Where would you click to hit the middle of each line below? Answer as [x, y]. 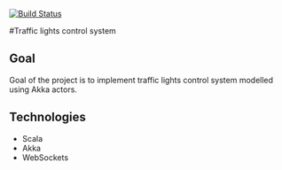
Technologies [48, 117]
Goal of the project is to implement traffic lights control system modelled [141, 80]
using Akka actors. [43, 89]
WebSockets [45, 157]
